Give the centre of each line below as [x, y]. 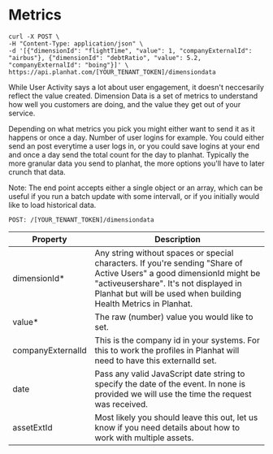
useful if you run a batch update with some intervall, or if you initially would [134, 196]
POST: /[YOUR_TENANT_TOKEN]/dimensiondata [81, 220]
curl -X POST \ [34, 37]
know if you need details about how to [167, 427]
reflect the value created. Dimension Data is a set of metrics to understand [133, 96]
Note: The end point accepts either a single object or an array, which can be [136, 188]
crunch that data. [37, 171]
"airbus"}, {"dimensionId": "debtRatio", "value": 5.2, [105, 58]
